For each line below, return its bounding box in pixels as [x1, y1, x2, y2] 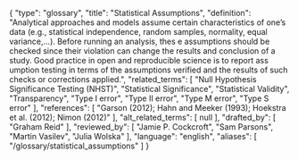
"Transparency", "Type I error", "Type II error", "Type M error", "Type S [9, 93, 269, 104]
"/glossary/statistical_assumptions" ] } [9, 140, 150, 151]
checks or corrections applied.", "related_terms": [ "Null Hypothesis [9, 74, 257, 84]
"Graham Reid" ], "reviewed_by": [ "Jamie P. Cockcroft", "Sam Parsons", [9, 122, 274, 132]
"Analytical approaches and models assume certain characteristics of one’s [9, 17, 286, 28]
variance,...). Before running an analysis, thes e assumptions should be [9, 36, 270, 46]
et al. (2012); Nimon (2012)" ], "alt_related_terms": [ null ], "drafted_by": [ [9, 112, 277, 122]
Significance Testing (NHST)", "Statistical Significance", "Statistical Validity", [9, 84, 290, 94]
